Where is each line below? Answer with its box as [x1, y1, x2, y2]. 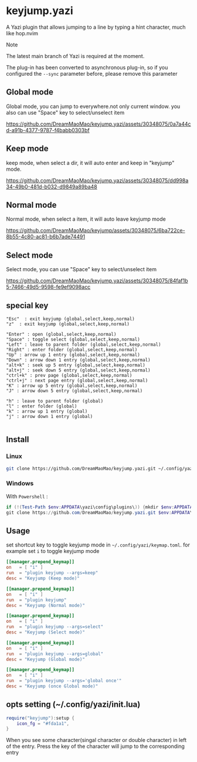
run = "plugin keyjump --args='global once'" [6, 678, 122, 684]
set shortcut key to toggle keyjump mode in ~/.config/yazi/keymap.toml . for [6, 541, 191, 548]
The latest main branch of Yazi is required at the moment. [6, 52, 145, 59]
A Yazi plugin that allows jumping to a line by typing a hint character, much [6, 23, 186, 31]
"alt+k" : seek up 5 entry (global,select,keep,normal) [6, 362, 145, 368]
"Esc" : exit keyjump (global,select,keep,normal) [6, 316, 135, 322]
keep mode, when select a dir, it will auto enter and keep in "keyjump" [6, 159, 175, 166]
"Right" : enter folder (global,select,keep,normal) [6, 347, 138, 353]
